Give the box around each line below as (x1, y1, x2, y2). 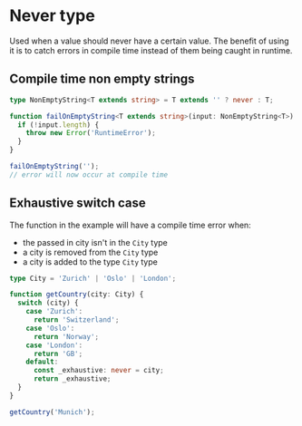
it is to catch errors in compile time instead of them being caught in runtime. (9, 44, 293, 55)
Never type (9, 5, 95, 26)
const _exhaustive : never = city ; (33, 366, 165, 375)
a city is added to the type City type (22, 256, 159, 267)
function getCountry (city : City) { (9, 290, 144, 299)
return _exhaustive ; (33, 374, 112, 383)
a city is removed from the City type (22, 247, 159, 257)
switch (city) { (17, 298, 79, 308)
